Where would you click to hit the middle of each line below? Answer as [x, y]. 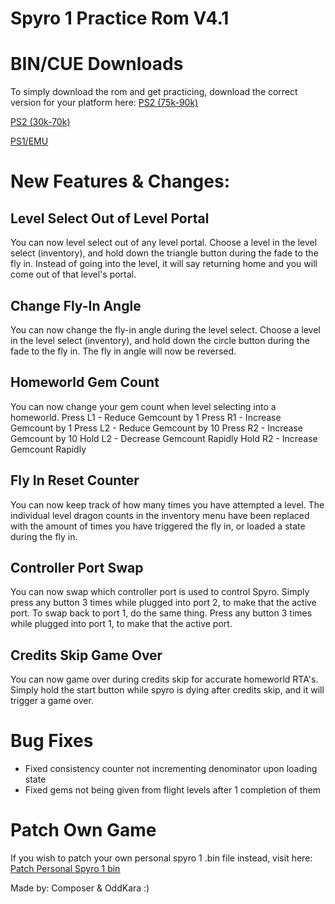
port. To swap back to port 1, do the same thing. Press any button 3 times [161, 613]
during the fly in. [44, 536]
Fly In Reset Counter [75, 480]
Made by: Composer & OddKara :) [80, 888]
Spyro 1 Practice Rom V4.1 [120, 18]
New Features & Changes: [120, 181]
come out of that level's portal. [73, 274]
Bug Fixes [52, 741]
